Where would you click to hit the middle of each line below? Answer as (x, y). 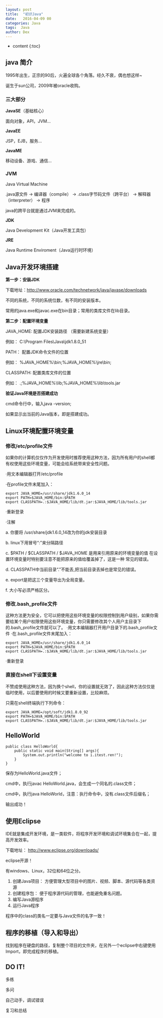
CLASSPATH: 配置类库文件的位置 (38, 373)
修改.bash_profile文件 (32, 604)
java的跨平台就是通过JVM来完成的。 (42, 211)
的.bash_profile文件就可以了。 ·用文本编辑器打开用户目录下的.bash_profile (79, 628)
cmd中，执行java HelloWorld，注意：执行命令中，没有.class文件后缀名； (78, 794)
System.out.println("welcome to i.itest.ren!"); (73, 755)
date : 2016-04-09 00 (28, 18)
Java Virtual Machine (27, 184)
